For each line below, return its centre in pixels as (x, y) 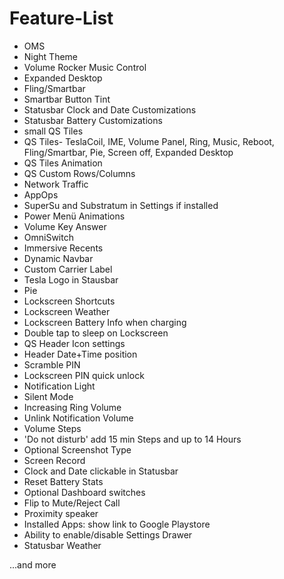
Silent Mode (48, 396)
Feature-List (61, 18)
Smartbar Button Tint (67, 99)
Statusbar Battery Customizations (93, 120)
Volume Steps (52, 428)
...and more (33, 564)
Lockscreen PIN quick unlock (84, 375)
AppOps (41, 194)
